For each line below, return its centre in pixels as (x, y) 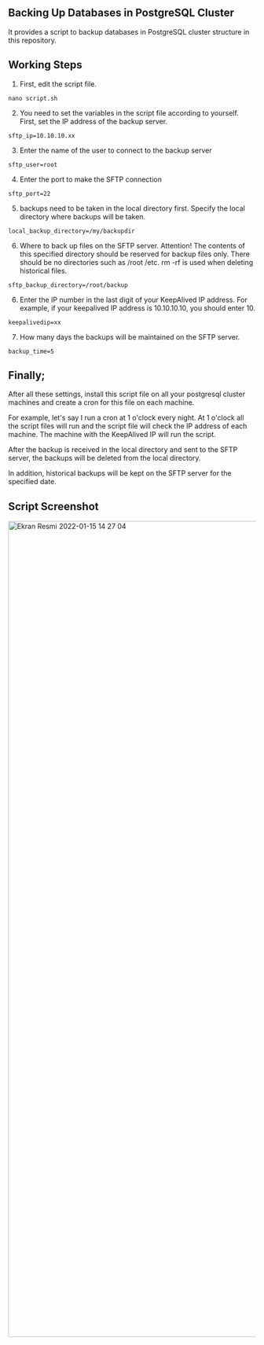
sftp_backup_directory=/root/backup (68, 285)
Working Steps (45, 65)
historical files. (43, 270)
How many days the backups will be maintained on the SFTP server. (130, 336)
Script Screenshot (53, 506)
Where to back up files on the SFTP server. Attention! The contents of (132, 245)
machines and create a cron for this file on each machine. (101, 402)
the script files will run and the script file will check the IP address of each (128, 426)
